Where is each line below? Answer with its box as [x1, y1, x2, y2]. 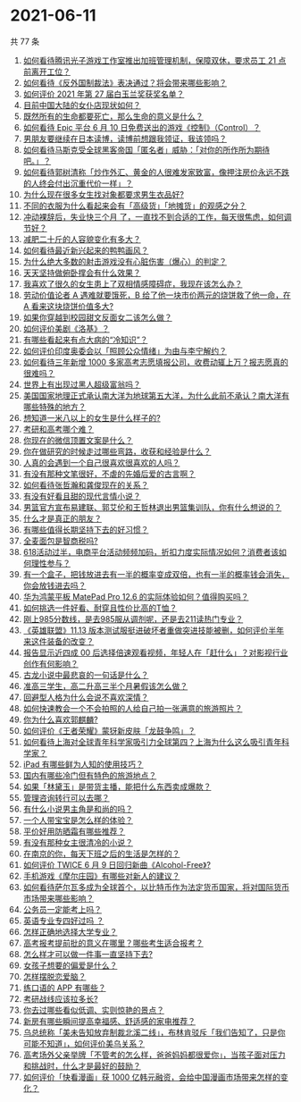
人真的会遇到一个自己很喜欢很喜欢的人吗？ [22, 457, 180, 467]
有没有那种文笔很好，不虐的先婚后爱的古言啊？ [22, 468, 196, 479]
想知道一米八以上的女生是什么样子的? [22, 412, 161, 423]
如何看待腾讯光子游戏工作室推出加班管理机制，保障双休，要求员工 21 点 [22, 55, 287, 65]
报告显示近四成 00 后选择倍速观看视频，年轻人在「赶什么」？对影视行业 [22, 647, 288, 658]
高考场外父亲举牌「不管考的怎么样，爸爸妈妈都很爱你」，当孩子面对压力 [22, 1049, 286, 1060]
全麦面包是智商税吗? [22, 535, 98, 546]
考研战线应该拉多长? [22, 993, 98, 1004]
